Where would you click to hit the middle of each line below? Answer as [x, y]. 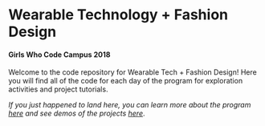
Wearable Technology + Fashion [118, 15]
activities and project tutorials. [58, 89]
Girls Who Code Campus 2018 [59, 55]
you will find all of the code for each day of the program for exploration [126, 81]
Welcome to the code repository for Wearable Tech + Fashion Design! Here [132, 72]
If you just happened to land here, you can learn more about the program [130, 105]
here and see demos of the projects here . [77, 113]
